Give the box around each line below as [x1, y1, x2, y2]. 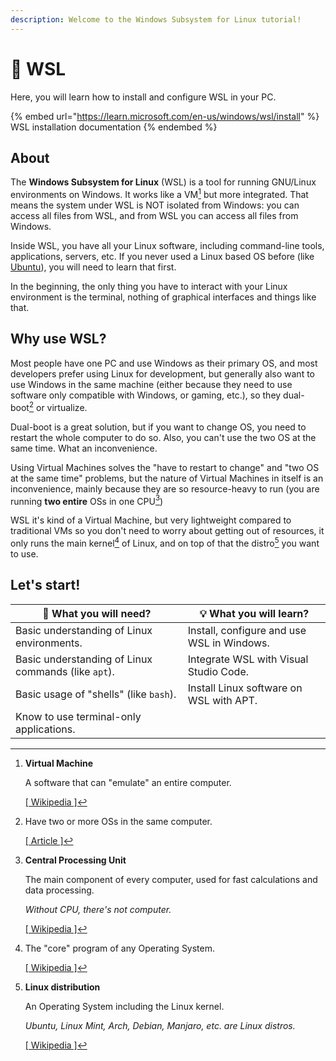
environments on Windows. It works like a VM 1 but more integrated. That [10, 187, 309, 201]
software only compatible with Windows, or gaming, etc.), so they [10, 389, 282, 401]
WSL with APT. [187, 693, 258, 707]
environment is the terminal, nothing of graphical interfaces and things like [10, 291, 317, 303]
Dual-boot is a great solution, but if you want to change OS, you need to [10, 421, 307, 433]
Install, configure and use [187, 623, 307, 637]
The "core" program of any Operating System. [24, 942, 216, 954]
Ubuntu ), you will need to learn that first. [10, 261, 177, 273]
